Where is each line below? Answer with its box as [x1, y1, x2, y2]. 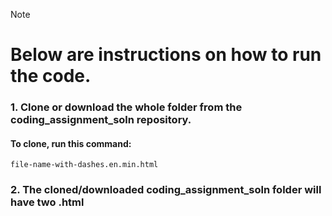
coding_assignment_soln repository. [10, 113, 192, 127]
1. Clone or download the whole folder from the [10, 100, 243, 114]
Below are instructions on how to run [10, 44, 322, 66]
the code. [10, 65, 92, 88]
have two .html [10, 195, 85, 209]
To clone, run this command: [10, 137, 132, 149]
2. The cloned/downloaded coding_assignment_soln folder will [10, 183, 322, 197]
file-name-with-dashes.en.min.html [10, 160, 159, 170]
